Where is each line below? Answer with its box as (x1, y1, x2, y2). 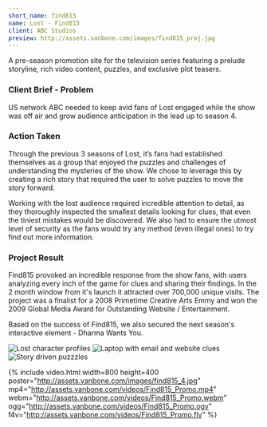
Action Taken (8, 131, 61, 142)
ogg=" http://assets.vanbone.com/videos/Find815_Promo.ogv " (8, 401, 213, 411)
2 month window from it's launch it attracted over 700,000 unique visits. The (8, 287, 260, 297)
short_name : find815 (8, 11, 77, 20)
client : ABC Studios (8, 26, 77, 34)
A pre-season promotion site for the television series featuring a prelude (8, 56, 245, 65)
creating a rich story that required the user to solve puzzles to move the (8, 174, 244, 184)
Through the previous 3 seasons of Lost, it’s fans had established (8, 148, 223, 158)
